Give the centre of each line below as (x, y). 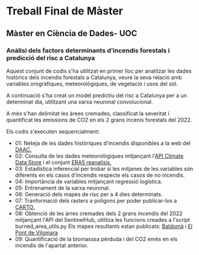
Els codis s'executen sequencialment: (53, 131)
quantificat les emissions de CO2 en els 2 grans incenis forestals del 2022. (99, 120)
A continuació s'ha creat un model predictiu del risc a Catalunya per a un (97, 95)
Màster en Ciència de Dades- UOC (72, 33)
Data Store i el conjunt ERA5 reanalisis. (63, 162)
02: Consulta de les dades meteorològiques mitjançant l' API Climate (99, 156)
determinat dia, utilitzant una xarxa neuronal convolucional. (80, 102)
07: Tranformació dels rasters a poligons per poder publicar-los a (96, 200)
